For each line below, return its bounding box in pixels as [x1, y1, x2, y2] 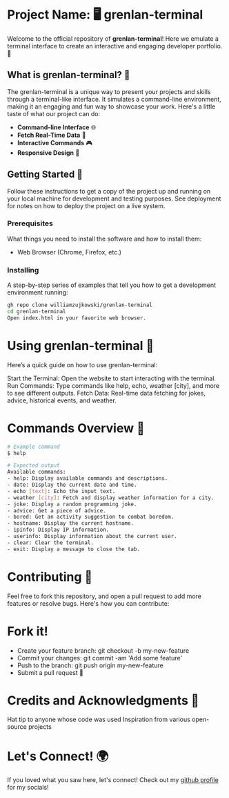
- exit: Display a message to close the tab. [7, 546, 140, 553]
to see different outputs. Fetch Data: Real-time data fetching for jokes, [7, 389, 206, 397]
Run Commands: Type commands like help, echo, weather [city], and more [7, 381, 220, 389]
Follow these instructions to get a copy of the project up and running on [7, 187, 211, 195]
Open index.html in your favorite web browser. [7, 314, 147, 322]
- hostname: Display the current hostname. [7, 520, 135, 527]
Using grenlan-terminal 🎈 [7, 337, 155, 353]
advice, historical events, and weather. [7, 396, 117, 405]
